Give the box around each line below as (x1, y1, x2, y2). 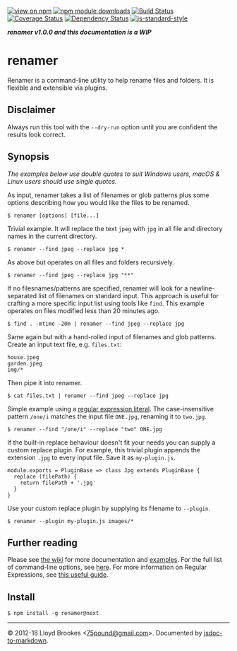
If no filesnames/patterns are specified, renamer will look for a (7, 283, 188, 293)
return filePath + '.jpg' (20, 479, 97, 486)
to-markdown (7, 636, 47, 645)
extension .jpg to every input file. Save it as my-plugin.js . (7, 453, 176, 462)
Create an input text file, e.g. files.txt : (7, 340, 122, 348)
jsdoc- (203, 629, 223, 638)
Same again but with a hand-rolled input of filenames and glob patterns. (7, 332, 217, 341)
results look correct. (7, 130, 66, 139)
